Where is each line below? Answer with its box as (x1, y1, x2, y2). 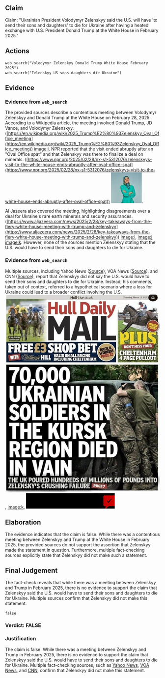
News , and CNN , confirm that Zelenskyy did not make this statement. (5, 667, 145, 673)
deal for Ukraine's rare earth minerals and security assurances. (5, 213, 133, 219)
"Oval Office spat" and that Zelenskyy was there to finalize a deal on (5, 151, 143, 157)
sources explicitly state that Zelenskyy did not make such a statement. (5, 552, 147, 558)
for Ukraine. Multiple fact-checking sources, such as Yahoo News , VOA (5, 662, 150, 668)
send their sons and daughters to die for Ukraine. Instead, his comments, (5, 279, 153, 284)
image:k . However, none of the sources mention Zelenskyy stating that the (5, 239, 156, 245)
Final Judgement (5, 566, 58, 575)
